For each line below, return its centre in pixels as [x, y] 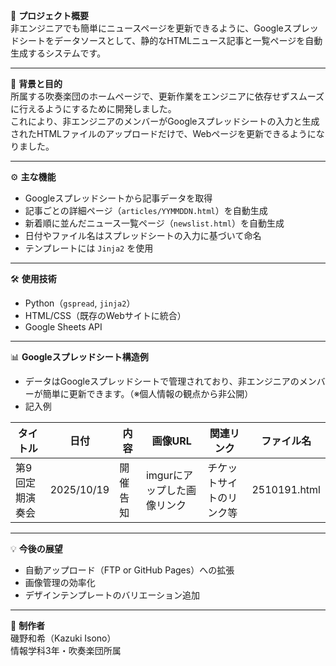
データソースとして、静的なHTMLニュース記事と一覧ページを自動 [188, 40]
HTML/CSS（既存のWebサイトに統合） [105, 315]
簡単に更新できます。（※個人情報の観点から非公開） [148, 393]
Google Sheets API [63, 327]
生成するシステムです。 [58, 53]
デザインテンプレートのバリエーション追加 [112, 595]
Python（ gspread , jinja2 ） [80, 303]
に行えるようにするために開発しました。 [93, 108]
